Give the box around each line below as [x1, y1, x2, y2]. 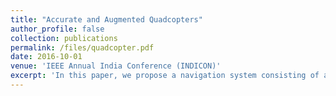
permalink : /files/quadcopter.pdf [10, 42, 155, 53]
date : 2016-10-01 [10, 52, 83, 62]
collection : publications [10, 33, 118, 43]
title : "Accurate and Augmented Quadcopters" [10, 14, 203, 25]
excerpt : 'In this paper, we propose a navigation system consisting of [10, 71, 320, 81]
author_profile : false [10, 24, 105, 34]
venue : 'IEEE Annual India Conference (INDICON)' [10, 61, 222, 71]
